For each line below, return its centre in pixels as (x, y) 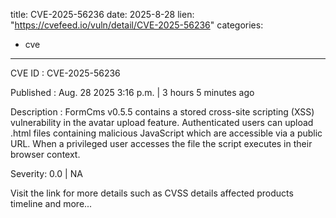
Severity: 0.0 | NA (46, 173)
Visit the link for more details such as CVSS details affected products (152, 193)
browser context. (45, 154)
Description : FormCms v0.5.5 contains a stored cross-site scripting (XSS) (162, 112)
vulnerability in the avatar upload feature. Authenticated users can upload (162, 122)
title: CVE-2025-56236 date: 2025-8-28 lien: (102, 14)
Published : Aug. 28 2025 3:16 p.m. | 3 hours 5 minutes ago (132, 92)
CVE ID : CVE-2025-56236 (65, 73)
